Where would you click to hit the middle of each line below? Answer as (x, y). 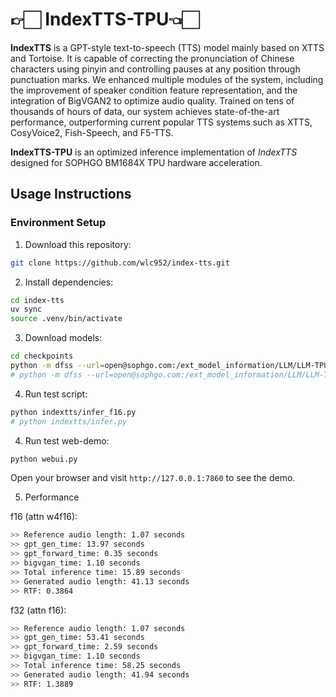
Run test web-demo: (67, 440)
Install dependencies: (69, 282)
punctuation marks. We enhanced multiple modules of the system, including (167, 79)
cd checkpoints (42, 356)
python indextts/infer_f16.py (73, 412)
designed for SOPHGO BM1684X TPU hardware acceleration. (136, 162)
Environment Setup (58, 223)
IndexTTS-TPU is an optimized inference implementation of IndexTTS (154, 152)
